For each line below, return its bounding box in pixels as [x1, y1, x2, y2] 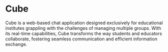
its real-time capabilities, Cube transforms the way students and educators [5, 30, 162, 36]
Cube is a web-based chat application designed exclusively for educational [5, 20, 163, 26]
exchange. [5, 41, 27, 47]
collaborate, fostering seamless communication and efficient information [5, 36, 158, 42]
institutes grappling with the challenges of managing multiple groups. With [5, 25, 161, 31]
